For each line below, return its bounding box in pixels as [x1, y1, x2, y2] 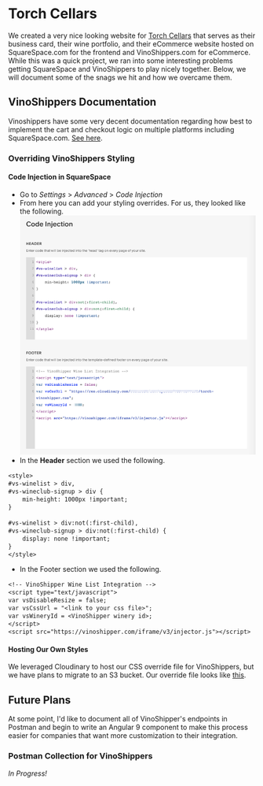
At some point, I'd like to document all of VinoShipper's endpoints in [8, 714, 228, 724]
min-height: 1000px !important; [22, 495, 128, 504]
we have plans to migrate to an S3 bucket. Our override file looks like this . [8, 670, 247, 680]
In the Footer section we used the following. [19, 565, 162, 574]
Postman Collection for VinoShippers [8, 751, 153, 762]
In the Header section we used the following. [19, 456, 166, 465]
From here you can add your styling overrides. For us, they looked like [19, 198, 246, 207]
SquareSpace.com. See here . [8, 133, 104, 143]
